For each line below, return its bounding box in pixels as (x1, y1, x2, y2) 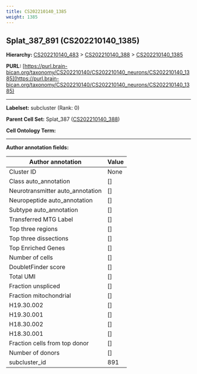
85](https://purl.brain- (6, 75, 60, 82)
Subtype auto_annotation (9, 206, 78, 214)
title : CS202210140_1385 (6, 8, 67, 15)
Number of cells (9, 253, 53, 261)
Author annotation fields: (6, 144, 69, 151)
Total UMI (9, 273, 36, 281)
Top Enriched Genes (9, 244, 66, 252)
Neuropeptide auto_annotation (9, 196, 93, 205)
